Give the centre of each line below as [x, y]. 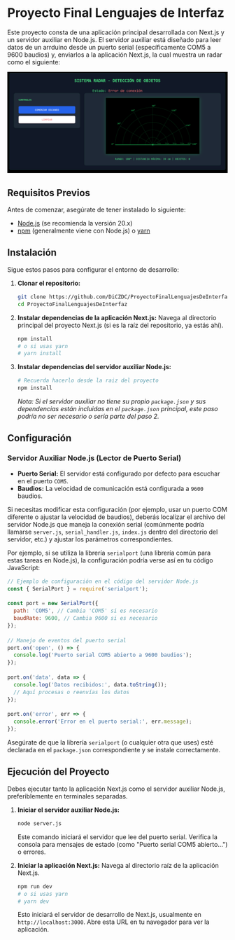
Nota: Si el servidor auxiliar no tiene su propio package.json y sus [112, 401]
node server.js [40, 823]
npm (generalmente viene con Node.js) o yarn [84, 231]
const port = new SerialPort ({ [53, 604]
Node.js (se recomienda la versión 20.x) [75, 223]
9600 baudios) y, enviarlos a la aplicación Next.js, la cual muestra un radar [115, 55]
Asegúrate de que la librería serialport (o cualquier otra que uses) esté [111, 742]
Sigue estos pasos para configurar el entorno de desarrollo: [93, 269]
